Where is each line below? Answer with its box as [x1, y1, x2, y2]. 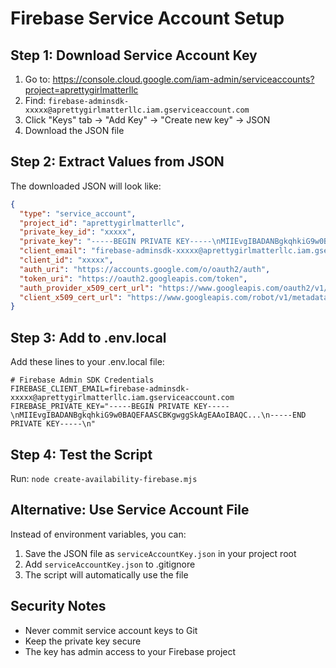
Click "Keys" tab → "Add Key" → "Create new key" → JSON [24, 114, 271, 126]
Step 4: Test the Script [10, 446, 153, 463]
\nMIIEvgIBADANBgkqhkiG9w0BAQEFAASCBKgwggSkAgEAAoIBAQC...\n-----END [10, 410, 307, 421]
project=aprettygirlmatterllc [24, 84, 139, 96]
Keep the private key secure [24, 635, 142, 647]
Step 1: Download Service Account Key [10, 47, 258, 64]
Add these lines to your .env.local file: [10, 356, 165, 368]
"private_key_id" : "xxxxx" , [19, 227, 137, 237]
